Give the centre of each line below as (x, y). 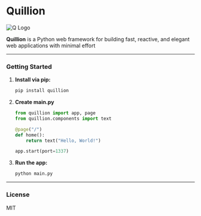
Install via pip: (33, 80)
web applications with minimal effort (51, 45)
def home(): (30, 135)
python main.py (34, 174)
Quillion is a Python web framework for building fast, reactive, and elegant (98, 39)
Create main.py (34, 102)
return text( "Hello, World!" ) (63, 141)
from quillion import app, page (55, 113)
